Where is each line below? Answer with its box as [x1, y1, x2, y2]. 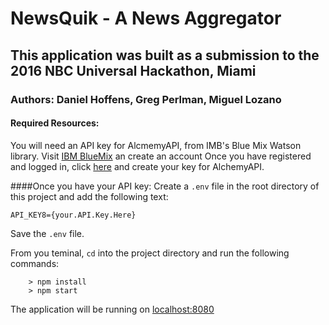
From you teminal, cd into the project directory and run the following [10, 247, 290, 259]
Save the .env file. [10, 227, 85, 239]
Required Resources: [10, 117, 100, 129]
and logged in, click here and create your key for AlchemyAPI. [10, 160, 265, 172]
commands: [10, 257, 60, 269]
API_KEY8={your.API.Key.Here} [10, 210, 137, 220]
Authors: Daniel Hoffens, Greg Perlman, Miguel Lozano [10, 92, 282, 106]
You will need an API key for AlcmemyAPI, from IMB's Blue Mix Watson [10, 139, 302, 151]
